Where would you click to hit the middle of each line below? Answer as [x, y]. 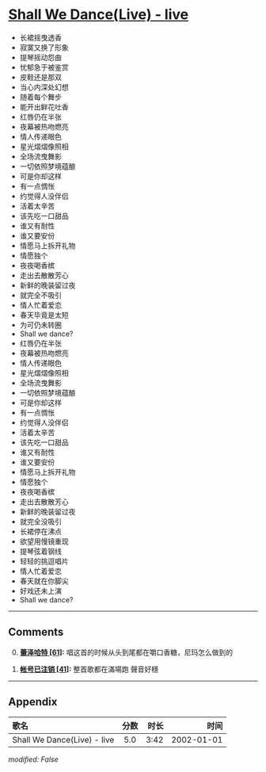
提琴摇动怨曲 [40, 57]
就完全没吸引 [40, 522]
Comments [36, 632]
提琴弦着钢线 [40, 551]
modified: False [34, 759]
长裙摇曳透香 [40, 37]
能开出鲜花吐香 [44, 107]
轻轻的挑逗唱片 [44, 561]
